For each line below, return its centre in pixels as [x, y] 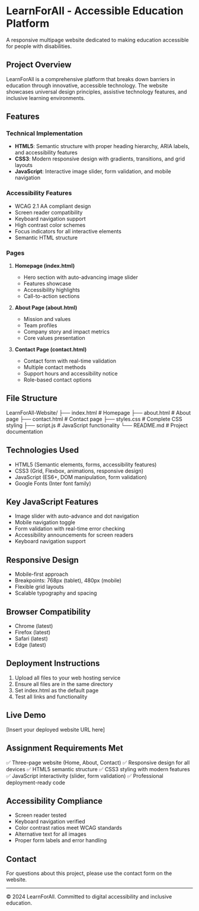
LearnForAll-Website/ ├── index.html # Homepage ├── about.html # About [99, 412]
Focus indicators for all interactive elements [68, 231]
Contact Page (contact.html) [51, 349]
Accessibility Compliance [54, 801]
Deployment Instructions [53, 664]
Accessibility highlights [52, 290]
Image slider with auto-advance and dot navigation [77, 516]
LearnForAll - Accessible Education [95, 11]
